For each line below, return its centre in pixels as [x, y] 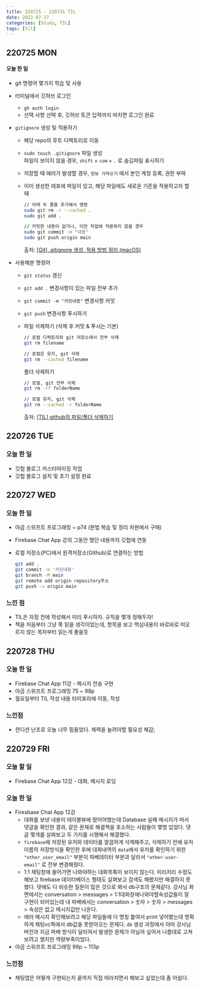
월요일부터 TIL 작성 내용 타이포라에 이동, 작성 [67, 698]
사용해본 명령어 [33, 263]
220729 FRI [28, 749]
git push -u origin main [46, 586]
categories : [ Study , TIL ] [38, 23]
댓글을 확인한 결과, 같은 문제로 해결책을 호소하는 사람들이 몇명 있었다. [104, 827]
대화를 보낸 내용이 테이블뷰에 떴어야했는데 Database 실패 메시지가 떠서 [106, 820]
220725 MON [32, 52]
